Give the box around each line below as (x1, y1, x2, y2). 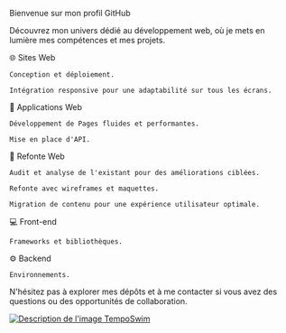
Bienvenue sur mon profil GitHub (9, 8, 131, 18)
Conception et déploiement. (9, 70, 115, 79)
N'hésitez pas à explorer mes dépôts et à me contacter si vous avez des (9, 286, 278, 297)
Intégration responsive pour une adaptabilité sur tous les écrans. (9, 86, 272, 95)
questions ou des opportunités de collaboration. (9, 296, 188, 306)
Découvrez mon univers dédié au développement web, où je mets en (9, 25, 265, 35)
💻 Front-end (9, 217, 57, 227)
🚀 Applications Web (9, 102, 83, 112)
